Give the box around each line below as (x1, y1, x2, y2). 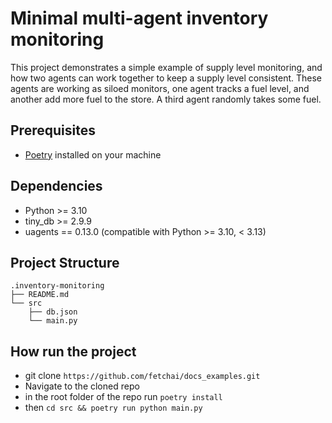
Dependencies (10, 178, 103, 195)
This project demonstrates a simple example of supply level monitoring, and (10, 61, 323, 73)
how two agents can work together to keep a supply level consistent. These (10, 72, 323, 84)
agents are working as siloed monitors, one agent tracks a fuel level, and (10, 82, 310, 94)
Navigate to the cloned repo (24, 380, 140, 392)
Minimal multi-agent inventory (10, 7, 269, 30)
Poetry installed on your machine (24, 148, 162, 161)
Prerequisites (10, 122, 96, 139)
